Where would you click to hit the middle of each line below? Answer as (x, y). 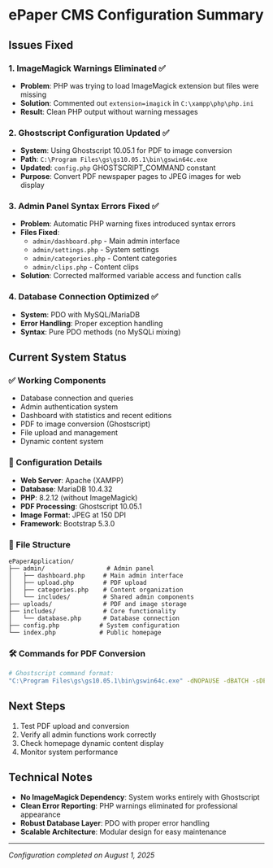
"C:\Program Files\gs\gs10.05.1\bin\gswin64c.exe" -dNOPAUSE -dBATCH (129, 681)
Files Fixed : (40, 233)
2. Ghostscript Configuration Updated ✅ (89, 133)
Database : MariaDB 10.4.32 (66, 489)
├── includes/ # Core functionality (92, 612)
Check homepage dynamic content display (92, 743)
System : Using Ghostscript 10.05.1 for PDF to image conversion (126, 150)
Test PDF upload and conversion (75, 726)
